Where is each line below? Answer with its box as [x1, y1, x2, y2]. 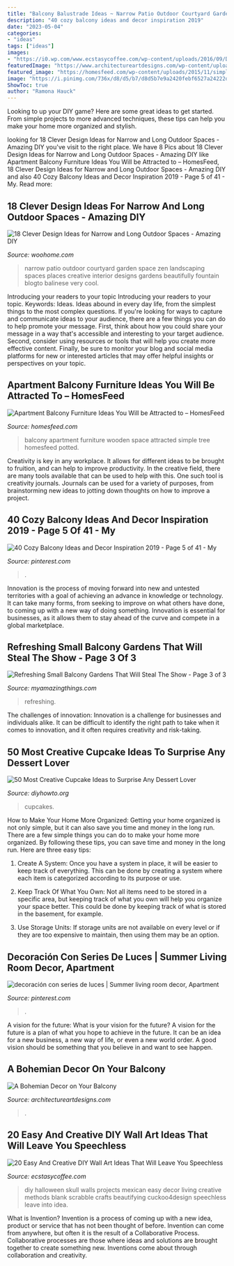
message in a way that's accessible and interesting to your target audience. [7, 329, 224, 338]
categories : [7, 29, 42, 37]
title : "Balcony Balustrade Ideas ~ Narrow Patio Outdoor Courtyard [7, 10, 210, 17]
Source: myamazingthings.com [7, 684, 97, 693]
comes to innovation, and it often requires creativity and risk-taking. [7, 726, 202, 734]
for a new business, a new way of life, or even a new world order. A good [7, 1036, 217, 1043]
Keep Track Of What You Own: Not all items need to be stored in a [17, 887, 207, 896]
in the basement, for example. [17, 910, 103, 918]
